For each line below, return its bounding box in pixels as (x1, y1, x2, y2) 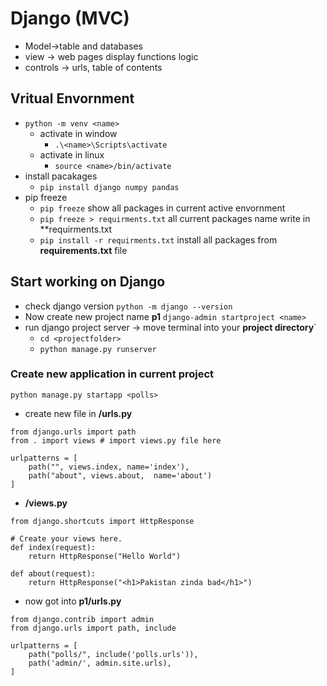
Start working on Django (10, 273, 166, 291)
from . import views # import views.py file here (10, 435, 222, 446)
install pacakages (24, 170, 98, 182)
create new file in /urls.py (24, 407, 133, 419)
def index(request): (10, 542, 97, 552)
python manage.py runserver (39, 344, 157, 354)
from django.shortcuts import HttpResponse (10, 516, 195, 526)
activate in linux (39, 148, 105, 161)
